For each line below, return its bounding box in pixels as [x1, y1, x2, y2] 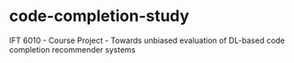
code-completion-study [9, 6, 190, 26]
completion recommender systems [9, 44, 136, 54]
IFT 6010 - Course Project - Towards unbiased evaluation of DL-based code [9, 35, 285, 45]
